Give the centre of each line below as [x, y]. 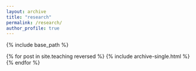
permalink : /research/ [34, 22]
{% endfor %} [23, 63]
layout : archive [26, 12]
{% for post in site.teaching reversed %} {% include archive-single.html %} [98, 56]
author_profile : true [33, 28]
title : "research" [29, 17]
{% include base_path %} [37, 45]
